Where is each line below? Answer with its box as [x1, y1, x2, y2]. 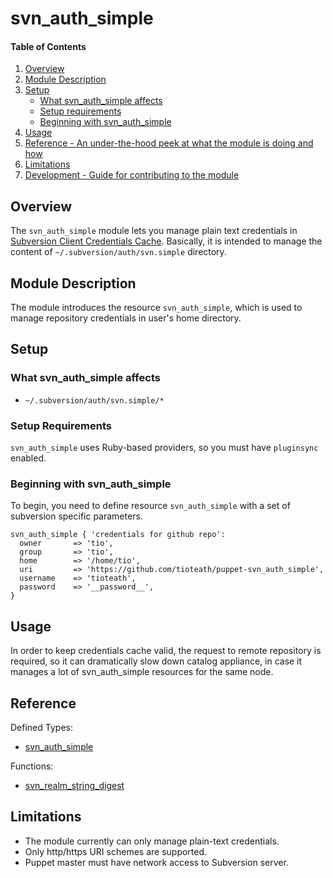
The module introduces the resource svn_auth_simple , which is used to [10, 302, 303, 314]
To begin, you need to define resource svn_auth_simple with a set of [10, 500, 291, 512]
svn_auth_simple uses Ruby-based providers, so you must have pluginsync [10, 442, 319, 453]
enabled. [10, 452, 47, 464]
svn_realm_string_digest [24, 779, 125, 791]
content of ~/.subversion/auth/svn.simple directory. [10, 246, 227, 258]
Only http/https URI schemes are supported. [24, 845, 208, 857]
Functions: [10, 760, 54, 772]
